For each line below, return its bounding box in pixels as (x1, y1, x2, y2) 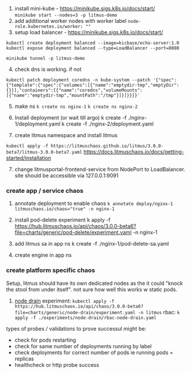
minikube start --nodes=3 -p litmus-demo (14, 12, 117, 18)
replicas (14, 355, 34, 362)
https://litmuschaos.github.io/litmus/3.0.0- (50, 143, 164, 149)
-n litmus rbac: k (138, 308, 180, 315)
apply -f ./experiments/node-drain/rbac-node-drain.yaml (14, 315, 157, 321)
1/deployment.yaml (14, 120, 60, 127)
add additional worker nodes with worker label (14, 18, 127, 24)
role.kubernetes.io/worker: (14, 23, 83, 29)
